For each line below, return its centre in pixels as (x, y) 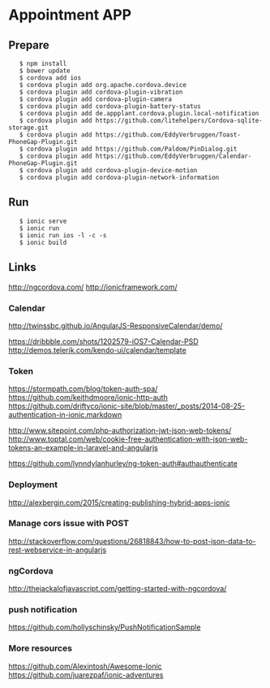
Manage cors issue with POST (69, 524)
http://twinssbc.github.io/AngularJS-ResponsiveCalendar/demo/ (116, 325)
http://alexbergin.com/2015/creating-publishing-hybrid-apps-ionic (119, 503)
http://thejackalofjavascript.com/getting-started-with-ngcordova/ (118, 589)
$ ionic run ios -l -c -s (63, 235)
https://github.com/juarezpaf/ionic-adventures (86, 675)
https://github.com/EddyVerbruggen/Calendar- (174, 156)
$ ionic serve (43, 221)
